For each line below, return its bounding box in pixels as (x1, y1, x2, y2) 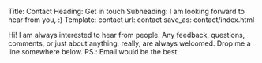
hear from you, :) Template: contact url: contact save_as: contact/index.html (8, 15, 255, 24)
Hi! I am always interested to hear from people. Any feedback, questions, (8, 31, 245, 39)
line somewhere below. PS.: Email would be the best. (8, 47, 180, 56)
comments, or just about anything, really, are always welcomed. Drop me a (8, 39, 251, 48)
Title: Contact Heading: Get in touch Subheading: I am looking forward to (8, 7, 245, 16)
